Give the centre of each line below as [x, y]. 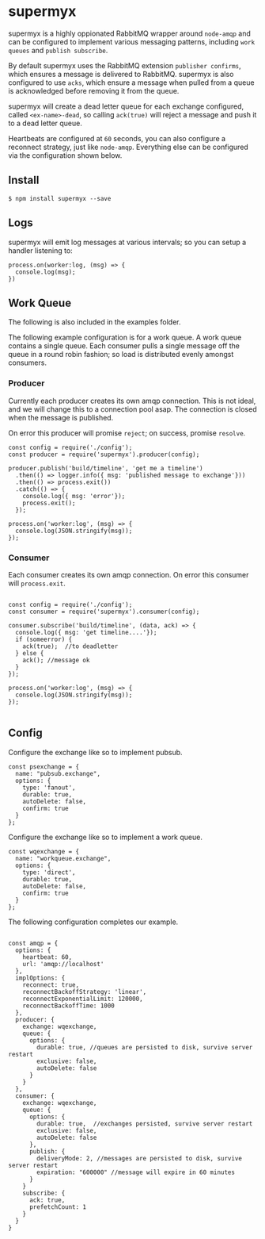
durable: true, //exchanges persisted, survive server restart [145, 1124]
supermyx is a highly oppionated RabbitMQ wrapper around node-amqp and [130, 33]
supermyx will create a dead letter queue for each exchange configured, [126, 106]
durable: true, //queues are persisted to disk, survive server [145, 1047]
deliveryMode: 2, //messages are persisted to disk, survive [140, 1158]
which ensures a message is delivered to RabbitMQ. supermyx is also [121, 74]
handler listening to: [40, 250]
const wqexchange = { [44, 851]
